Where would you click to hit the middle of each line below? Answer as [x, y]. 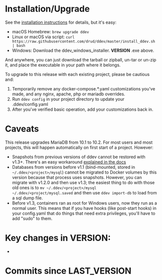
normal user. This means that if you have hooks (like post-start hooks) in [84, 208]
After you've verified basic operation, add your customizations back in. [83, 109]
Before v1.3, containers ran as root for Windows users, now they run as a [84, 203]
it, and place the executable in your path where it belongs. [63, 65]
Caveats [22, 129]
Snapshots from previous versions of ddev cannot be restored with [79, 157]
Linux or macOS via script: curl [43, 37]
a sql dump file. [27, 198]
